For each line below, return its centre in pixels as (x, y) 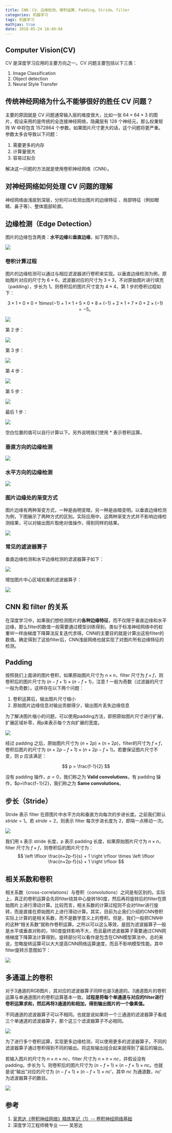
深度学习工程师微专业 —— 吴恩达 (48, 1125)
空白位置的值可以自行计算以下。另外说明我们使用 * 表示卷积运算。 (75, 432)
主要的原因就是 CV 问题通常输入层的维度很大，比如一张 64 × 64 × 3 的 (79, 115)
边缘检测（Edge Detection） (51, 224)
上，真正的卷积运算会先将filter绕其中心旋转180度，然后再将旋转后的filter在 (84, 899)
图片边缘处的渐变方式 (31, 498)
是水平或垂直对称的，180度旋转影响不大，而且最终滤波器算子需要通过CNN (84, 931)
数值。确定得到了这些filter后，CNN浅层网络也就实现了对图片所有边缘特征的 (85, 639)
